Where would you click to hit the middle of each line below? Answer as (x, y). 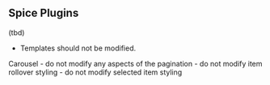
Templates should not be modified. (78, 48)
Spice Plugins (44, 13)
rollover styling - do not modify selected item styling (95, 72)
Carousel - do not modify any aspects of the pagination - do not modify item (135, 63)
